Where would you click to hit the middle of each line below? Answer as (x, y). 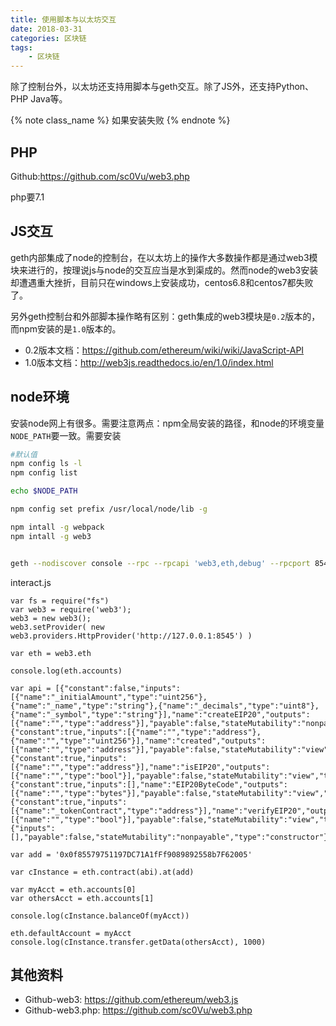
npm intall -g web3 (51, 536)
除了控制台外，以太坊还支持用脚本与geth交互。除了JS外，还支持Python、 (162, 87)
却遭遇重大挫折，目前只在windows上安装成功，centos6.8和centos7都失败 (162, 282)
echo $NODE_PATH (44, 491)
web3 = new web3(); (51, 618)
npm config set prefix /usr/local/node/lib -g (109, 509)
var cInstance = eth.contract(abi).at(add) (102, 872)
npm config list (44, 473)
